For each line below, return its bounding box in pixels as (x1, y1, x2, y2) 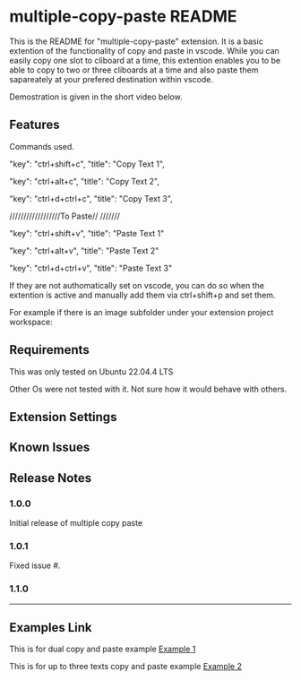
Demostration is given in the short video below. (9, 91, 183, 102)
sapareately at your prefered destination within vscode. (9, 73, 213, 84)
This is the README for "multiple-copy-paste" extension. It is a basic (9, 36, 264, 47)
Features (9, 117, 60, 133)
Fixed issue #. (9, 560, 61, 571)
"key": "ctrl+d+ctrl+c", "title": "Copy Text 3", (9, 193, 173, 203)
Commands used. (9, 141, 74, 151)
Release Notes (9, 470, 92, 486)
